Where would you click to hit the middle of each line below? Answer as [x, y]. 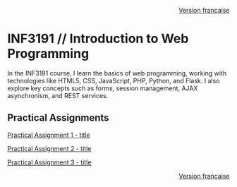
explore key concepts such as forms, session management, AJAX [103, 88]
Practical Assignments [58, 118]
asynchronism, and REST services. [58, 95]
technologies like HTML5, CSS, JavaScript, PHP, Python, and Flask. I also [114, 80]
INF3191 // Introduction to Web [98, 39]
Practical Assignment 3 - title [49, 162]
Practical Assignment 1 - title [49, 135]
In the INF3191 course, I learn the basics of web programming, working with [117, 73]
